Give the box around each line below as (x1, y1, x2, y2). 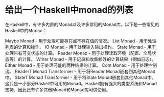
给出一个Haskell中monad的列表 (5, 4, 134, 16)
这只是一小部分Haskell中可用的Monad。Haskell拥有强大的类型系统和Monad (5, 80, 157, 86)
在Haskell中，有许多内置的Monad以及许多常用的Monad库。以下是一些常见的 (5, 21, 160, 27)
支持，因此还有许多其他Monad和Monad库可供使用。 (5, 86, 111, 93)
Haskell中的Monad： (5, 27, 47, 33)
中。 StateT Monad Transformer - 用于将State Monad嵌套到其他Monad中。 (5, 74, 156, 80)
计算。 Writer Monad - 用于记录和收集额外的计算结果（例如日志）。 (22, 56, 156, 62)
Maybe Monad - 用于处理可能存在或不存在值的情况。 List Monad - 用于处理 (5, 38, 157, 44)
